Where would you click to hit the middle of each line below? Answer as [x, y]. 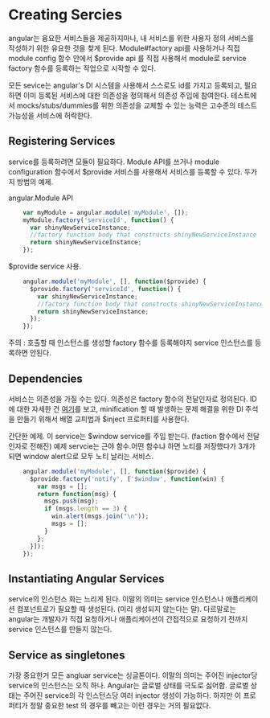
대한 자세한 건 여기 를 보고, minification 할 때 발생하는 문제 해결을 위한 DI [130, 408]
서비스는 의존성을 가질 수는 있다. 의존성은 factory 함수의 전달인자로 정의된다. [128, 399]
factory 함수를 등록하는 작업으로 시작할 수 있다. [82, 68]
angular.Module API [41, 198]
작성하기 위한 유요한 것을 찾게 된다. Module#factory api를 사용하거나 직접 [124, 48]
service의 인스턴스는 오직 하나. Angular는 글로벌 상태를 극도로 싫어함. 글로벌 [129, 686]
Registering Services [62, 141]
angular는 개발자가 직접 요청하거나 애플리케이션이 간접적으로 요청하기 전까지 [128, 619]
